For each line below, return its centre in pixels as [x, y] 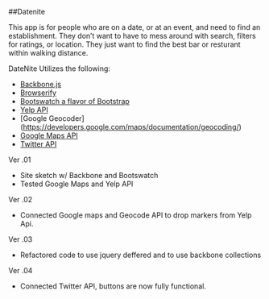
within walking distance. [48, 53]
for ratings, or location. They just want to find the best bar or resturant [124, 44]
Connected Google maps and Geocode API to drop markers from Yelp [136, 215]
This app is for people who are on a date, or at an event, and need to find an [134, 27]
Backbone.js [41, 84]
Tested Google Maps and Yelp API [77, 184]
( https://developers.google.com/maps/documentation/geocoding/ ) [130, 127]
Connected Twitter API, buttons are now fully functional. [113, 286]
